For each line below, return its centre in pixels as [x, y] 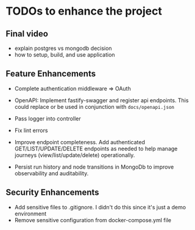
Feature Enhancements [51, 74]
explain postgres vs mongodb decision [63, 48]
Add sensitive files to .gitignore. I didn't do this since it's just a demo [100, 207]
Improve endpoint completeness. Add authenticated [80, 142]
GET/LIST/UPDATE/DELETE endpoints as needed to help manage [96, 148]
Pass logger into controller [48, 118]
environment [30, 214]
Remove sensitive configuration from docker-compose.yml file [93, 220]
